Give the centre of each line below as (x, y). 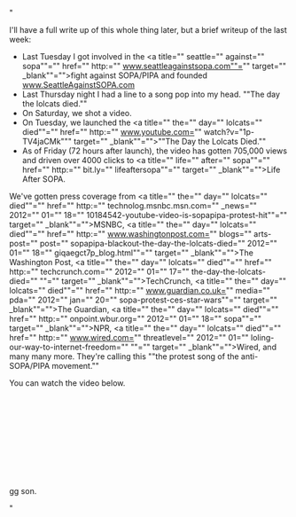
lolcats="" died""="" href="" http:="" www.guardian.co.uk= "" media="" (140, 290)
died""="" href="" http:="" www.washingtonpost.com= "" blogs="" (131, 234)
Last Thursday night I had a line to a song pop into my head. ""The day (151, 94)
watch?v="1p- (229, 132)
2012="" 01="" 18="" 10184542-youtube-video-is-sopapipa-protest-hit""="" (148, 215)
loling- (263, 337)
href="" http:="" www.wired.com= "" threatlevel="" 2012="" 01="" (129, 337)
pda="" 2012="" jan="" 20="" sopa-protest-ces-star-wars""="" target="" (143, 300)
